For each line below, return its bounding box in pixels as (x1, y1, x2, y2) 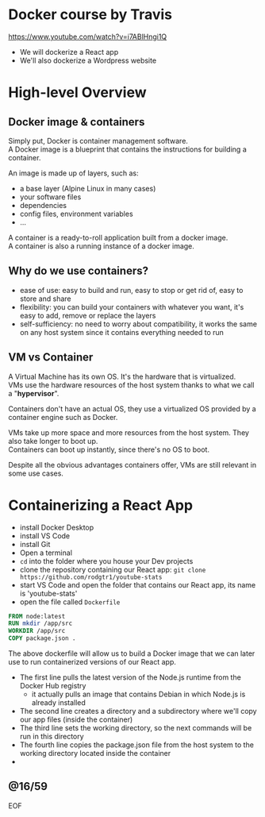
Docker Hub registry (19, 681, 86, 690)
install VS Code (19, 530, 71, 541)
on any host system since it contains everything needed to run (19, 327, 225, 337)
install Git (19, 539, 51, 549)
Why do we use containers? (8, 264, 149, 278)
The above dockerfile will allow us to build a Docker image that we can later (8, 649, 255, 658)
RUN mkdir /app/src (8, 619, 73, 628)
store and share (19, 294, 71, 303)
